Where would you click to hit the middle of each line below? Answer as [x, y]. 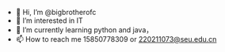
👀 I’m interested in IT [49, 20]
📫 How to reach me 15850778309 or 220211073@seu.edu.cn [116, 39]
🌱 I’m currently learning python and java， [84, 30]
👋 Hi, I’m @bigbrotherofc [56, 12]
